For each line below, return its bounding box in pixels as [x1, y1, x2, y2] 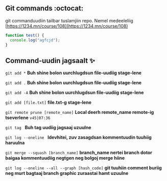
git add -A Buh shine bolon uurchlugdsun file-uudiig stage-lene [5, 89, 144, 96]
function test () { [5, 33, 44, 38]
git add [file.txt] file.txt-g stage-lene [5, 99, 92, 106]
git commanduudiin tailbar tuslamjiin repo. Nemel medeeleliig [5, 17, 133, 23]
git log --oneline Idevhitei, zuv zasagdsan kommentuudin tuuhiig [5, 134, 152, 140]
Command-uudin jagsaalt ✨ [5, 56, 95, 65]
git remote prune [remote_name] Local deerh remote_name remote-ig [5, 109, 154, 115]
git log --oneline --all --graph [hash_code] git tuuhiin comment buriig [5, 165, 162, 171]
